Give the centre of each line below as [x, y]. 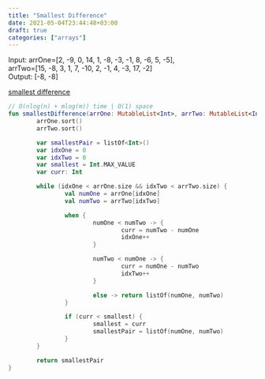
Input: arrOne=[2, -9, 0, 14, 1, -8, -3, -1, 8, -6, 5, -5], [91, 60]
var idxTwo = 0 [62, 158]
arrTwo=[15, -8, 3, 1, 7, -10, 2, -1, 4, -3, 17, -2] [80, 69]
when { [75, 215]
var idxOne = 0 [62, 150]
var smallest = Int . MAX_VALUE [86, 165]
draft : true [28, 30]
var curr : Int [60, 172]
